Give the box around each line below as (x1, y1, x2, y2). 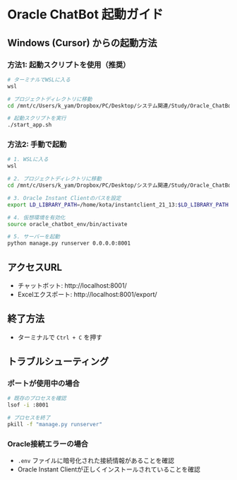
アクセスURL (7, 261, 62, 273)
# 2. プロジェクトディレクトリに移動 (7, 175, 102, 182)
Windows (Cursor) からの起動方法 (7, 37, 157, 49)
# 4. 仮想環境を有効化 (7, 213, 66, 221)
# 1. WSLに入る (7, 156, 49, 163)
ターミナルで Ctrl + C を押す (17, 333, 102, 341)
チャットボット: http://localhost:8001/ (17, 281, 127, 290)
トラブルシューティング (7, 356, 109, 368)
